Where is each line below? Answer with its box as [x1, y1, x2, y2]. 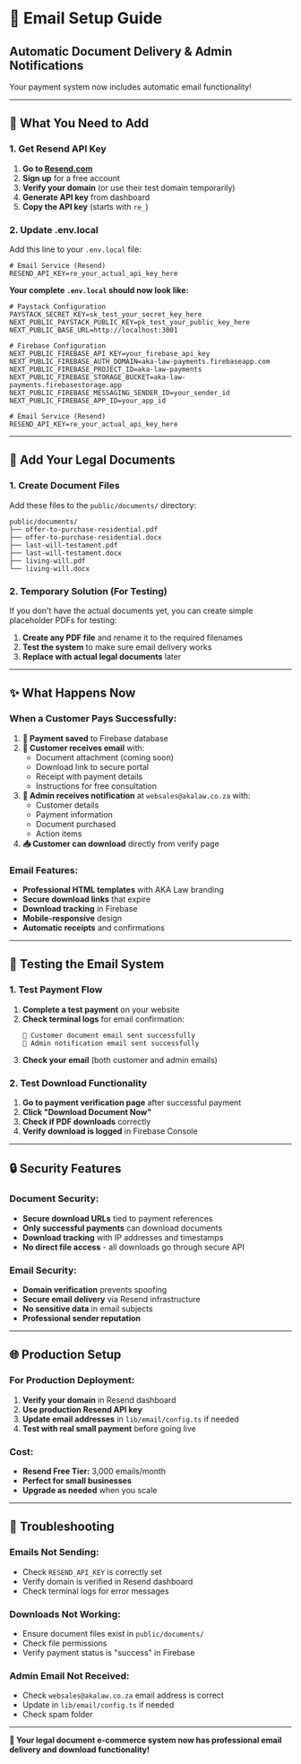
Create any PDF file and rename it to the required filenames [21, 632, 244, 643]
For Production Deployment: [9, 1374, 135, 1387]
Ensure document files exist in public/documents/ [21, 1628, 204, 1639]
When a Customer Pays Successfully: [9, 713, 177, 725]
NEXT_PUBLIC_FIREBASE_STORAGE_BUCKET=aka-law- [9, 372, 186, 382]
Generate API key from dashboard [21, 192, 150, 203]
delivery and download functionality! [9, 1744, 150, 1755]
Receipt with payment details [35, 771, 143, 782]
